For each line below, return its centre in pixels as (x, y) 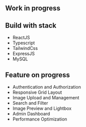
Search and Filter (30, 103)
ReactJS (21, 38)
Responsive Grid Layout (37, 92)
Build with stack (31, 25)
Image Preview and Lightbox (42, 108)
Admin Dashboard (31, 114)
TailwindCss (25, 48)
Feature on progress (38, 75)
